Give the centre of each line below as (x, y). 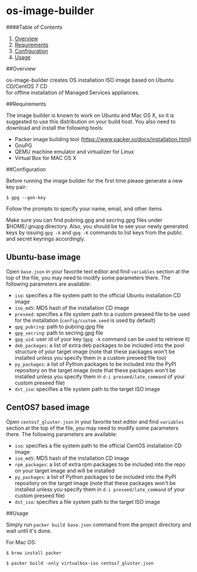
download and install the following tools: (55, 128)
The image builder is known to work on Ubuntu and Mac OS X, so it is (90, 115)
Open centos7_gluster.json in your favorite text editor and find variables (95, 422)
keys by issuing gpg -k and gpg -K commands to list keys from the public (94, 232)
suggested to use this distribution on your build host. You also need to (91, 121)
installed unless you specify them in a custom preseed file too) (90, 357)
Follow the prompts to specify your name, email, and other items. (85, 208)
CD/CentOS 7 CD (27, 86)
